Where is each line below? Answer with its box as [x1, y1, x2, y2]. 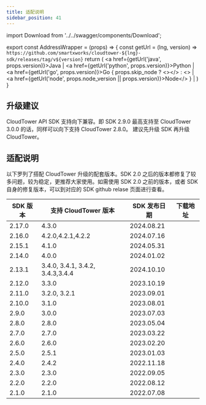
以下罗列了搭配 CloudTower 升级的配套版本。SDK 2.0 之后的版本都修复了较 [6, 170, 196, 178]
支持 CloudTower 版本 [50, 206, 115, 215]
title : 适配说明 [6, 9, 44, 15]
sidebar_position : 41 [6, 15, 62, 21]
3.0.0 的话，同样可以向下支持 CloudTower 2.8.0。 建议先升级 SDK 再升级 [6, 126, 190, 133]
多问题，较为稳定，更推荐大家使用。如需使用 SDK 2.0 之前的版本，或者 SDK [6, 178, 198, 186]
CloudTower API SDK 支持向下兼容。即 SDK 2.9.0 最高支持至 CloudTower [6, 118, 191, 126]
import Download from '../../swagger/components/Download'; [6, 31, 162, 39]
